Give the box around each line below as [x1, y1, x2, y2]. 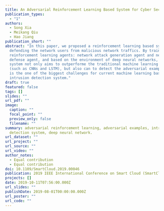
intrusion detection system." [9, 75, 71, 80]
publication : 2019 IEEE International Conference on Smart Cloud [5, 171, 141, 176]
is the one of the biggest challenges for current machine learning [9, 71, 152, 76]
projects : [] [5, 176, 32, 181]
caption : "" [9, 107, 34, 113]
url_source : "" [5, 144, 36, 149]
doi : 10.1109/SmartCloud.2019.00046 [5, 166, 80, 171]
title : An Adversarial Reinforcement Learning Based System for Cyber [5, 7, 152, 12]
